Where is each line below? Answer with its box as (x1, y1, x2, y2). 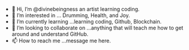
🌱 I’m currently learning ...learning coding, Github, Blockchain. (11, 18, 162, 25)
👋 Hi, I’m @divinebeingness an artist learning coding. (11, 6, 140, 12)
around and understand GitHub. (11, 31, 89, 38)
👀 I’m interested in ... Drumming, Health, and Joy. (11, 12, 130, 19)
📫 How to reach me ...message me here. (11, 37, 112, 44)
